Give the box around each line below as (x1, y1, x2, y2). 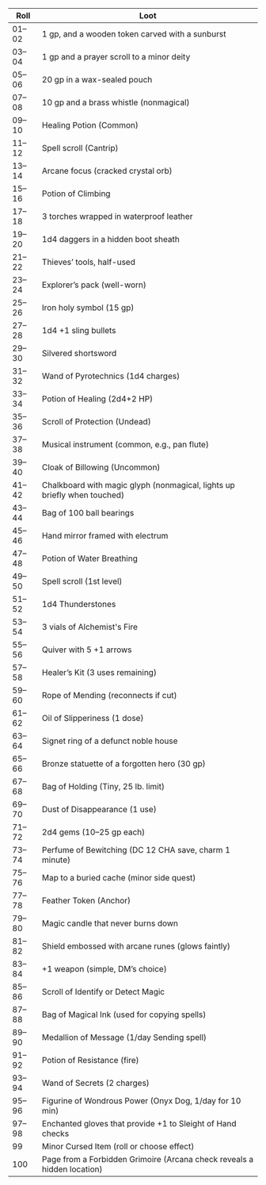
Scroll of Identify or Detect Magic (42, 987, 165, 997)
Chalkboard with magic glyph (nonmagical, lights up (42, 480, 235, 490)
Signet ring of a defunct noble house (42, 735, 178, 746)
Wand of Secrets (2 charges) (42, 1078, 150, 1088)
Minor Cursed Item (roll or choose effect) (42, 1141, 195, 1152)
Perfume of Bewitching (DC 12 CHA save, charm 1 (42, 845, 231, 855)
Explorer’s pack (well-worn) (42, 279, 146, 290)
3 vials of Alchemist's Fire (42, 622, 139, 632)
